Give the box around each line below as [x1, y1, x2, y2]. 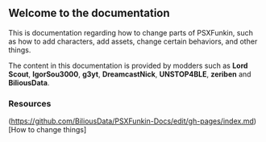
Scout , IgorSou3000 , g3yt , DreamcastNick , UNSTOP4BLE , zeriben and [8, 69, 251, 79]
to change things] [27, 125, 87, 135]
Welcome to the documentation [8, 6, 171, 20]
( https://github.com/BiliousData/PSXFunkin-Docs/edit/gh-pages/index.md [8, 116, 254, 126]
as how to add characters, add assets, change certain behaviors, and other [8, 36, 258, 46]
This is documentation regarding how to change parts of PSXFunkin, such [8, 27, 254, 37]
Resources [8, 98, 52, 109]
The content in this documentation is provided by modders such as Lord [8, 61, 248, 70]
